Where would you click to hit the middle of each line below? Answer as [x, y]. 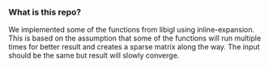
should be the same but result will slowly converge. [94, 56]
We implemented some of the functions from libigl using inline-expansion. [132, 30]
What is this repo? [45, 12]
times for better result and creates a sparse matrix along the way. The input [134, 47]
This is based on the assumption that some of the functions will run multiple [135, 38]
